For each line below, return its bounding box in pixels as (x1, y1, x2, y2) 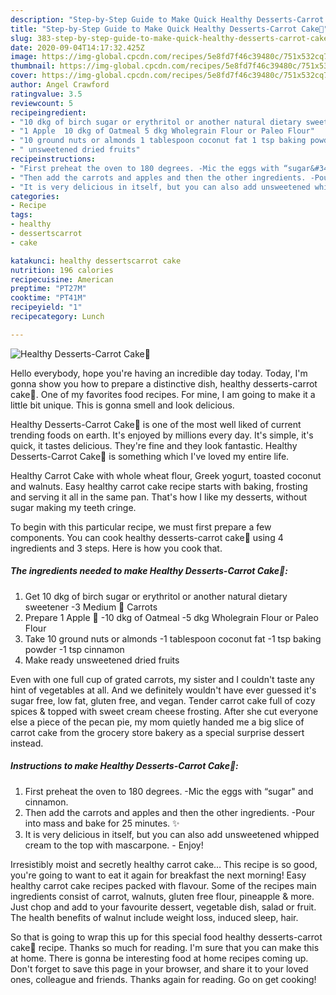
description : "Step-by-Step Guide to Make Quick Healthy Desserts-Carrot (10, 14, 325, 25)
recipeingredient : (10, 107, 87, 118)
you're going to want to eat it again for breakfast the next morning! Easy (10, 869, 307, 881)
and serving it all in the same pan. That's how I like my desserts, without (10, 491, 308, 503)
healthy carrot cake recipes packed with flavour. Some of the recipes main (10, 879, 317, 891)
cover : (10, 71, 38, 81)
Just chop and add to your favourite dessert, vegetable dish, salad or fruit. (10, 901, 317, 913)
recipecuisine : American (10, 274, 114, 285)
